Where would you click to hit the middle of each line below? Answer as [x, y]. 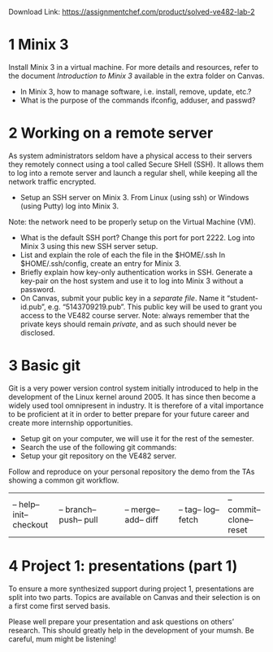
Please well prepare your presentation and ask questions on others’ [121, 621]
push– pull [78, 519]
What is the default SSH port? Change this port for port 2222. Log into [137, 237]
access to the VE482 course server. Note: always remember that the [135, 315]
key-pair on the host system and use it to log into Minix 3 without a [132, 281]
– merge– [142, 510]
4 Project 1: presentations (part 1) [123, 566]
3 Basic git [45, 366]
